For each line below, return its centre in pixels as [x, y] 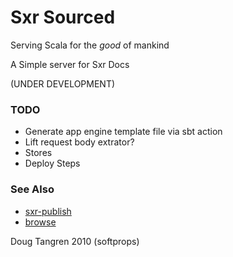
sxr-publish [48, 211]
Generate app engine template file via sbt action [123, 132]
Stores [38, 153]
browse [40, 222]
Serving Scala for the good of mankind [90, 45]
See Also [32, 189]
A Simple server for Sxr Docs [70, 64]
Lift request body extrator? [79, 142]
